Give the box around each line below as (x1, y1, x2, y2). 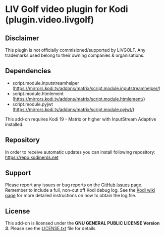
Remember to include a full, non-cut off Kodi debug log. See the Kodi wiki (5, 187, 155, 193)
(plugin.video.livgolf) (5, 14, 94, 25)
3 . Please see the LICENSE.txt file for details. (5, 226, 97, 232)
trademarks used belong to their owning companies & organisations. (5, 52, 145, 58)
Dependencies (5, 67, 51, 75)
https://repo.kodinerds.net (5, 154, 58, 160)
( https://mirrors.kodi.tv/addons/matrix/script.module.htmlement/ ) (12, 96, 145, 102)
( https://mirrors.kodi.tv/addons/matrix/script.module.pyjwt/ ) (12, 106, 135, 113)
